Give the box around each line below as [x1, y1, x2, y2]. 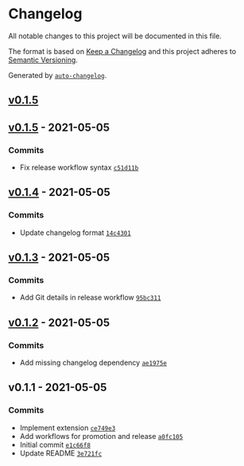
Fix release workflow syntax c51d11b [19, 163, 139, 172]
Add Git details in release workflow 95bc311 [19, 292, 161, 303]
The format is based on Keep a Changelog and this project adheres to [8, 46, 237, 56]
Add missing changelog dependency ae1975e [19, 358, 168, 367]
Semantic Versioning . [8, 55, 78, 65]
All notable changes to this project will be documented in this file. [8, 31, 223, 41]
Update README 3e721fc [19, 448, 103, 458]
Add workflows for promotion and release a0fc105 [19, 431, 184, 441]
